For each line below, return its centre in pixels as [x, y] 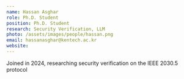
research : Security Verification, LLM [56, 29]
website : [17, 46]
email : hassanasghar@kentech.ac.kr [52, 40]
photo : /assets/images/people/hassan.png [60, 35]
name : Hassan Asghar [33, 12]
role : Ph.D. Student [33, 18]
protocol [17, 69]
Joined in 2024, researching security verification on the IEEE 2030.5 [92, 63]
